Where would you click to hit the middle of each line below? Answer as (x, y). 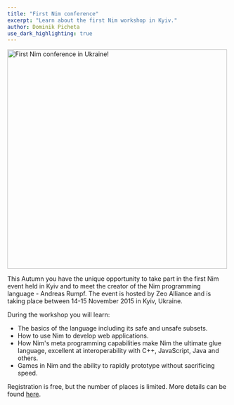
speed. (27, 373)
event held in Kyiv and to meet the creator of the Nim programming (104, 286)
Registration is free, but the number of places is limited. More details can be (117, 387)
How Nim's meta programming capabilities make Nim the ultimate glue (119, 343)
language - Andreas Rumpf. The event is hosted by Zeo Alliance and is (109, 294)
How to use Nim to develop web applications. (83, 336)
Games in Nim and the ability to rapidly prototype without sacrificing (116, 366)
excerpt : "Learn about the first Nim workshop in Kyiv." (92, 20)
